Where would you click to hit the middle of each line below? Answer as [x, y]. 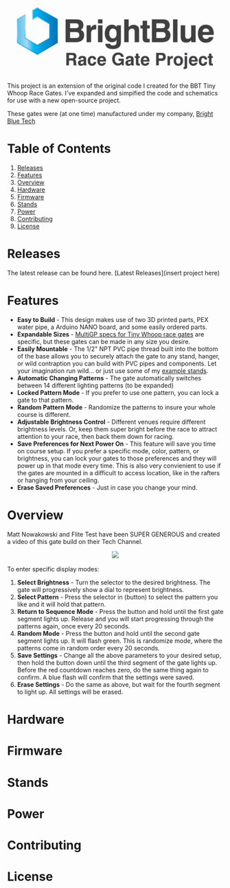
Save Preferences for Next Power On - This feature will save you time [116, 444]
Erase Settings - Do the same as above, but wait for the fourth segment [119, 685]
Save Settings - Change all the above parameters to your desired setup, [119, 656]
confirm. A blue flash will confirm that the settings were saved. [105, 677]
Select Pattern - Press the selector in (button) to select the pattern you [117, 597]
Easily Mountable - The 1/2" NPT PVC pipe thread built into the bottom [117, 349]
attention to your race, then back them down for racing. [95, 437]
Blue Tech [21, 121]
